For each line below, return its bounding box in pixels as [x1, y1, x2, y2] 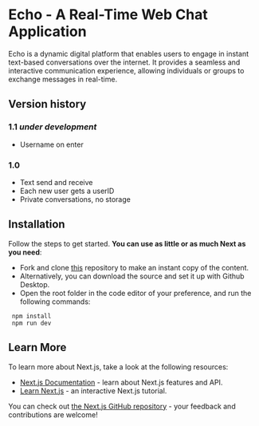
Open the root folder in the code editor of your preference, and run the [19, 288, 252, 298]
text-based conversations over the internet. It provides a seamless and [8, 57, 241, 67]
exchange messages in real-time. [8, 74, 118, 84]
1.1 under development [8, 121, 97, 132]
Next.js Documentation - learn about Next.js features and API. [19, 377, 223, 387]
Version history [8, 97, 87, 111]
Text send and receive [19, 177, 93, 187]
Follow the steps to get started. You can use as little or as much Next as [8, 239, 246, 248]
